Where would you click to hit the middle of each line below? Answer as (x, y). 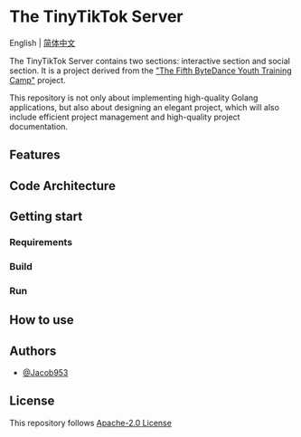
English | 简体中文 (42, 43)
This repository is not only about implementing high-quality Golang (134, 98)
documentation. (39, 126)
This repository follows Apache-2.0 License (90, 423)
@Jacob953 (45, 373)
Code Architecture (62, 186)
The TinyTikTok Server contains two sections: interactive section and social (150, 61)
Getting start (46, 217)
